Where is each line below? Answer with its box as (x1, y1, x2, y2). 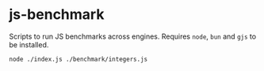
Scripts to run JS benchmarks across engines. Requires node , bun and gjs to (9, 32, 257, 41)
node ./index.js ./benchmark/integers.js (9, 55, 148, 63)
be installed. (9, 39, 49, 49)
